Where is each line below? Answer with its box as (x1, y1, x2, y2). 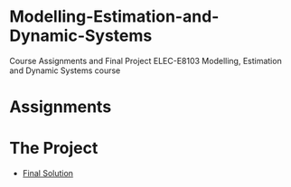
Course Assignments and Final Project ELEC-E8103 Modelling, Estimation (9, 55, 282, 66)
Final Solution (22, 168, 74, 179)
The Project (9, 138, 99, 159)
